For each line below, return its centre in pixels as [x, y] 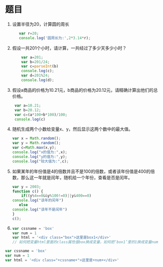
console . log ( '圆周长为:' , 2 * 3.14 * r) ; [55, 38]
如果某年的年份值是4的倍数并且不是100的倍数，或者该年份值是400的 [81, 171]
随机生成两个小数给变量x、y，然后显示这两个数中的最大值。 [72, 129]
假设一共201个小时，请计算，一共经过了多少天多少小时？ [69, 48]
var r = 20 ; [29, 33]
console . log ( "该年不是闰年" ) [40, 210]
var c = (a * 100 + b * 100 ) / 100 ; [41, 115]
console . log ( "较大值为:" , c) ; [40, 161]
